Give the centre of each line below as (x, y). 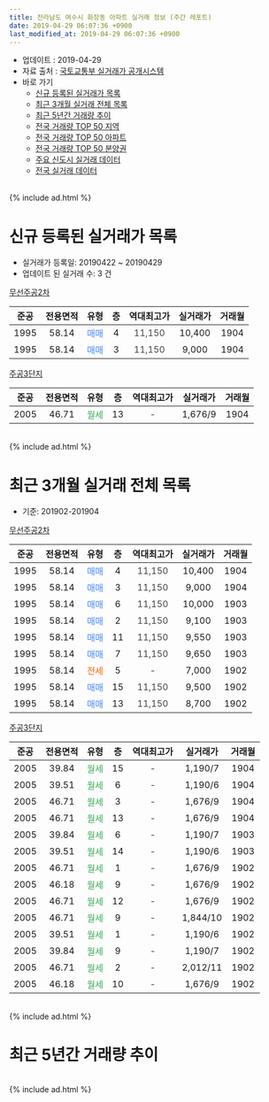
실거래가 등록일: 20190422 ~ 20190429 (92, 263)
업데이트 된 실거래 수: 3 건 (67, 274)
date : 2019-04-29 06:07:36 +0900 (71, 26)
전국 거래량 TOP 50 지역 (77, 127)
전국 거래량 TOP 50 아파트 (81, 137)
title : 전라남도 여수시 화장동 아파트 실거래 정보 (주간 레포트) (111, 17)
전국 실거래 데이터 (66, 171)
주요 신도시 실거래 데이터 (78, 159)
